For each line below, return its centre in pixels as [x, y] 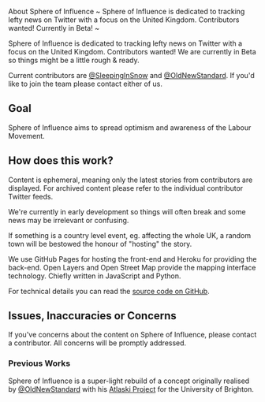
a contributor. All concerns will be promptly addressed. [97, 343]
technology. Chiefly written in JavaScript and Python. [95, 276]
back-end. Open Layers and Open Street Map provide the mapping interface [132, 267]
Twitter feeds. [31, 196]
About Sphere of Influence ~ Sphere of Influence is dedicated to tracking [127, 11]
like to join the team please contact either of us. [86, 84]
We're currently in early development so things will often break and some [127, 211]
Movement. [26, 136]
